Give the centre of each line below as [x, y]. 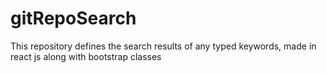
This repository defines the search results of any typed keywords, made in [163, 46]
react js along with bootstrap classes [86, 56]
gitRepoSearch [73, 18]
